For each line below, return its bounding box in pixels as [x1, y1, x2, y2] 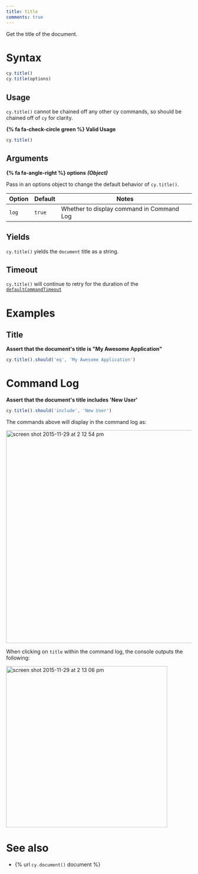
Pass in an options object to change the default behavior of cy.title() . [6, 181, 179, 188]
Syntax [6, 51, 42, 64]
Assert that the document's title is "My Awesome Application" [6, 345, 163, 353]
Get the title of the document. [6, 30, 78, 37]
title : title [6, 8, 38, 15]
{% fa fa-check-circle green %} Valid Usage [6, 126, 116, 133]
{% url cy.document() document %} [14, 860, 101, 868]
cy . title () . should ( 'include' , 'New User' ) [6, 408, 112, 414]
